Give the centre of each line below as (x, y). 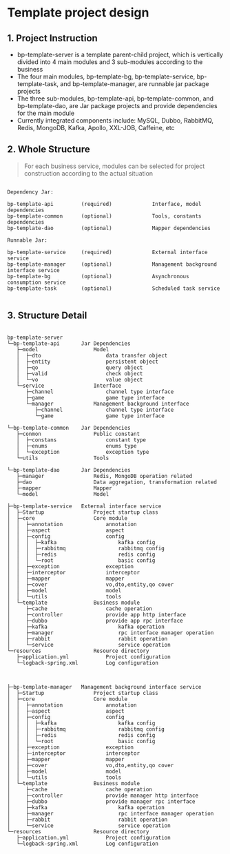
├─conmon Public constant (78, 434)
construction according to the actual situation (88, 173)
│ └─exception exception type (83, 452)
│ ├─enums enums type (76, 446)
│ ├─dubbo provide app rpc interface (95, 621)
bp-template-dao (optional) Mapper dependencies (109, 228)
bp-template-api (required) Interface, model (104, 204)
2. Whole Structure (49, 149)
